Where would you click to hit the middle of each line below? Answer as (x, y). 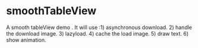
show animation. (26, 40)
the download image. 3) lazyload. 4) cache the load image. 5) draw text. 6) (97, 33)
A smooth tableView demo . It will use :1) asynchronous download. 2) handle (99, 27)
